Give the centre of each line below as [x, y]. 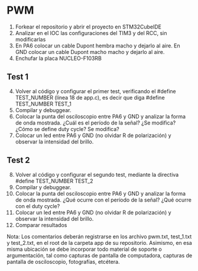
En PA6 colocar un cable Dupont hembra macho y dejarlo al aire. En [98, 46]
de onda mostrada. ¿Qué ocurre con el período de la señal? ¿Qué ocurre [103, 200]
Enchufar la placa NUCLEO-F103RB [59, 58]
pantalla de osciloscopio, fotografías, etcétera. [63, 262]
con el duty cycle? [38, 206]
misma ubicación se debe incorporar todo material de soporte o [84, 249]
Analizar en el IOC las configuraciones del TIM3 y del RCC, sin [91, 33]
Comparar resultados [41, 225]
